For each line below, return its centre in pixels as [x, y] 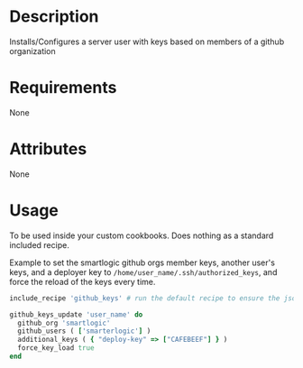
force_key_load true [56, 348]
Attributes [48, 149]
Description [54, 17]
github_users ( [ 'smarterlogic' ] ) [84, 331]
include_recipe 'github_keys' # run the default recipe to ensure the [145, 298]
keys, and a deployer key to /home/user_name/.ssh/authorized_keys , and [143, 271]
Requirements [63, 88]
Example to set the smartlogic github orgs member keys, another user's [142, 262]
